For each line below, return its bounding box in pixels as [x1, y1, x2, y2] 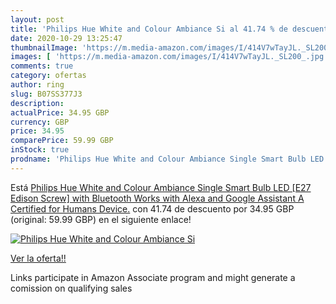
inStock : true [10, 145, 70, 155]
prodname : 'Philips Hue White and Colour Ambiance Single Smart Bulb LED [10, 154, 325, 164]
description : [10, 98, 65, 108]
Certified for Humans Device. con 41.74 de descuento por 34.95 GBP [10, 202, 295, 215]
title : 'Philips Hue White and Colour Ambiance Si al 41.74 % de [10, 24, 288, 34]
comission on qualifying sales [10, 282, 133, 294]
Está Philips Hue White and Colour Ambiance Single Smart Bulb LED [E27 [10, 181, 312, 193]
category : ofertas [10, 71, 87, 81]
